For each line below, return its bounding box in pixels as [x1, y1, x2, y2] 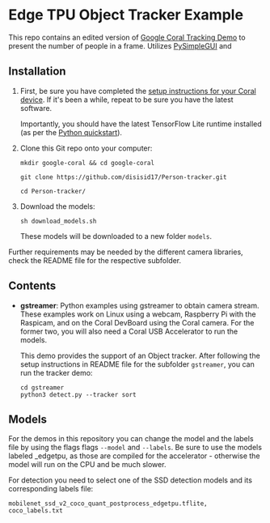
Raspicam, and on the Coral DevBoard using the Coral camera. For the [19, 317, 255, 327]
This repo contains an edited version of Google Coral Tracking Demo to [8, 32, 246, 42]
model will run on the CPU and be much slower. [8, 460, 167, 470]
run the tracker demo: [19, 368, 93, 377]
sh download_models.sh [19, 217, 97, 225]
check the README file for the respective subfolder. [8, 255, 182, 265]
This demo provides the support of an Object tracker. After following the [19, 351, 260, 360]
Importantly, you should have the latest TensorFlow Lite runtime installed [19, 119, 263, 129]
